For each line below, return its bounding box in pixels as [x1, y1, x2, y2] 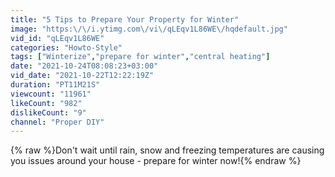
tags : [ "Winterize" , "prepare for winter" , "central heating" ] [10, 52, 271, 62]
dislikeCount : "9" [10, 107, 87, 118]
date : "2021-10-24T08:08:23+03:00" [10, 61, 159, 71]
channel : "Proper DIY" [10, 117, 105, 127]
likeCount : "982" [10, 98, 83, 108]
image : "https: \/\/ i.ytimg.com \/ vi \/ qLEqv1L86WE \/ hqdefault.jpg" [10, 24, 288, 34]
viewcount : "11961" [10, 89, 92, 99]
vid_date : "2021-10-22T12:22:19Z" [10, 71, 155, 81]
